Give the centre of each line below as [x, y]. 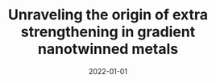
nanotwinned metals [108, 49]
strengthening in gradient [108, 32]
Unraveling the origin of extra [108, 15]
